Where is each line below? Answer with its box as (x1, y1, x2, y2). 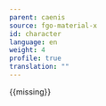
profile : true (9, 54, 62, 63)
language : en (9, 37, 58, 47)
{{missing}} (9, 86, 52, 97)
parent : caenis (9, 12, 66, 22)
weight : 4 (9, 46, 46, 55)
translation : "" (9, 63, 69, 72)
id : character (9, 29, 62, 38)
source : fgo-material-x (9, 21, 98, 30)
